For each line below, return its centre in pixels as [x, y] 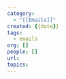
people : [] [22, 52]
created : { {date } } [33, 26]
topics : [18, 65]
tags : [15, 33]
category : [21, 13]
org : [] [18, 45]
